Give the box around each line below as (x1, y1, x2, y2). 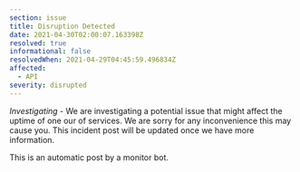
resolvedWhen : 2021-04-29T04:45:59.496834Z (9, 55, 177, 64)
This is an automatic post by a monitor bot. (9, 151, 169, 163)
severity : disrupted (9, 81, 88, 90)
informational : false (9, 47, 92, 56)
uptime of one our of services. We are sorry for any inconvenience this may (9, 115, 292, 126)
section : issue (9, 13, 67, 23)
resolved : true (9, 38, 67, 48)
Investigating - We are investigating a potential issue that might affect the (9, 105, 283, 116)
